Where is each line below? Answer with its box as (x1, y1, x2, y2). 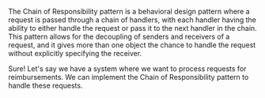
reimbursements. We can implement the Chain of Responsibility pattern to (8, 73, 249, 81)
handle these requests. (8, 81, 83, 90)
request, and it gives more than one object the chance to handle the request (8, 40, 256, 50)
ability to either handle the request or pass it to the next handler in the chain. (8, 24, 257, 32)
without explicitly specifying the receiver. (8, 49, 142, 58)
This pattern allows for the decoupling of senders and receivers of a (8, 32, 230, 41)
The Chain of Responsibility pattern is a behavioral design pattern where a (8, 7, 251, 16)
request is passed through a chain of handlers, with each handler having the (8, 15, 257, 24)
